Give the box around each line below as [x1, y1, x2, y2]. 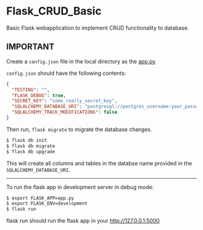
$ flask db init [6, 137, 47, 143]
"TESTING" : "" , [11, 86, 50, 93]
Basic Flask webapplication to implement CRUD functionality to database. [6, 24, 189, 31]
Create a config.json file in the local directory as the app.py [6, 57, 156, 65]
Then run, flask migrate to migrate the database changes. [6, 126, 152, 133]
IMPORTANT [6, 42, 54, 52]
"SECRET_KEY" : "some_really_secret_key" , [11, 98, 118, 104]
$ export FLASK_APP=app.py [6, 195, 74, 201]
